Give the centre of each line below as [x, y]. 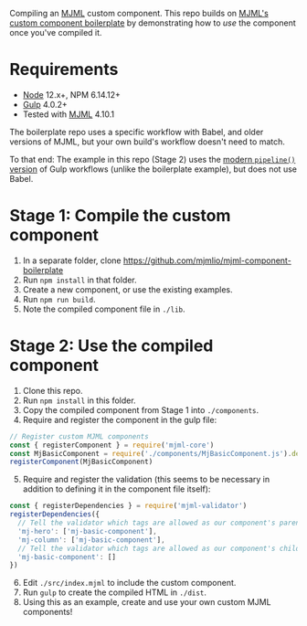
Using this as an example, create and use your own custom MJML [147, 602]
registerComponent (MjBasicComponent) [81, 462]
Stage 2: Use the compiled [111, 346]
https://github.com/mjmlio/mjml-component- [207, 260]
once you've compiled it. [56, 32]
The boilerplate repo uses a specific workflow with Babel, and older [137, 132]
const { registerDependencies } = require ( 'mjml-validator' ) [128, 506]
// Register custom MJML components [79, 436]
